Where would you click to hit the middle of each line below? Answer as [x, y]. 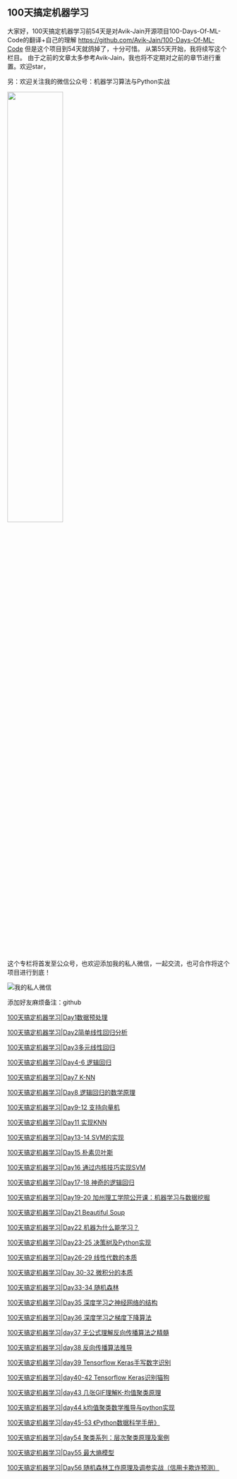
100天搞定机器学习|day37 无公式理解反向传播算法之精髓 [88, 1332]
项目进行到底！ [29, 972]
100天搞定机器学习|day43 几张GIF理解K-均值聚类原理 [84, 1392]
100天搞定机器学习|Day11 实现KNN [57, 1122]
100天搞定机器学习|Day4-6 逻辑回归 [59, 1062]
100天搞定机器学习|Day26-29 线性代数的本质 [72, 1257]
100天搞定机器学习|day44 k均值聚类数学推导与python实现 [91, 1407]
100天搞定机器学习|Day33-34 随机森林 [63, 1287]
